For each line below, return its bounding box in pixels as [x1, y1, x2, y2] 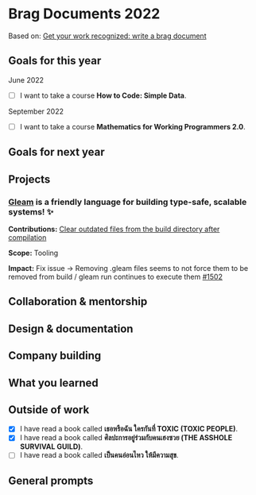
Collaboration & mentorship [8, 295, 148, 308]
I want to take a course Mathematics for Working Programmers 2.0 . [19, 122, 246, 131]
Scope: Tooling [8, 248, 59, 257]
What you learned [8, 376, 99, 389]
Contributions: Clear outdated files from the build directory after [8, 224, 220, 234]
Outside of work [8, 403, 90, 416]
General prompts [8, 474, 94, 487]
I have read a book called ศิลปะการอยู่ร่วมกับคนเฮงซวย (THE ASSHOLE [19, 433, 233, 443]
